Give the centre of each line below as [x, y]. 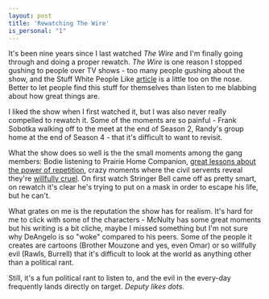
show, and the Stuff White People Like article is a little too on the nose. [125, 79]
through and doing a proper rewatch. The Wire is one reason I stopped [125, 62]
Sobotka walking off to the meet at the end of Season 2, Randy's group [126, 129]
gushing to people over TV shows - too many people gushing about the [127, 71]
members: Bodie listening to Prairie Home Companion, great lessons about [132, 162]
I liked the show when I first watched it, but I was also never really [118, 112]
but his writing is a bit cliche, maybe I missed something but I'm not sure [128, 228]
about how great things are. [54, 96]
